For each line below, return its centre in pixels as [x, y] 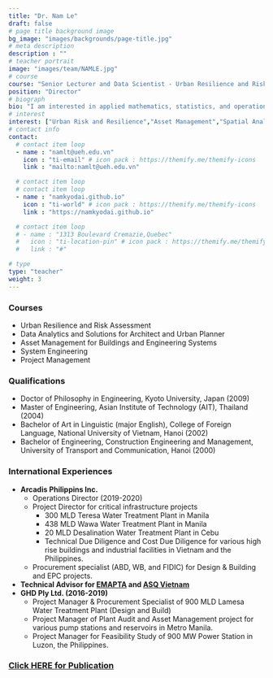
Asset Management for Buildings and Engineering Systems [119, 342]
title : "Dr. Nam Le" [43, 16]
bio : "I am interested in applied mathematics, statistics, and [119, 106]
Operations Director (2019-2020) [87, 498]
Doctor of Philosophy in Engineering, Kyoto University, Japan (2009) [135, 398]
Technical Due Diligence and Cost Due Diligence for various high [153, 541]
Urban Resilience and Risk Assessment [86, 325]
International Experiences [61, 472]
